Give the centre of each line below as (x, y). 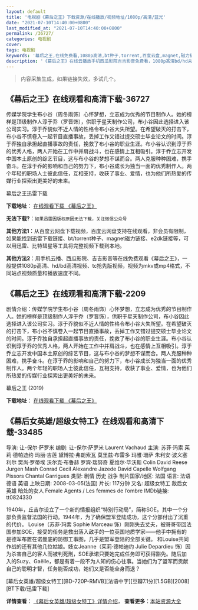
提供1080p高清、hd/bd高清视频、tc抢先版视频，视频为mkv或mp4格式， (98, 266)
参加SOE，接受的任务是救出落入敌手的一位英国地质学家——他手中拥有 (96, 531)
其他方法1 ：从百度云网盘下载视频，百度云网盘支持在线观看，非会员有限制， (98, 231)
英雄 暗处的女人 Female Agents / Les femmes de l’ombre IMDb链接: (88, 491)
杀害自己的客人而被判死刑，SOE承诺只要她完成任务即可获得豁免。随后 (96, 554)
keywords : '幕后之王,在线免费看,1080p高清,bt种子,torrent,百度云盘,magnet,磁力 (98, 56)
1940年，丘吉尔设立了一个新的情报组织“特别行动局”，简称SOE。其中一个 (94, 510)
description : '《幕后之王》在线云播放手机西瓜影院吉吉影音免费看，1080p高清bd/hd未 (99, 61)
